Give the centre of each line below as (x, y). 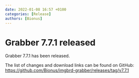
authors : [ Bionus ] (24, 18)
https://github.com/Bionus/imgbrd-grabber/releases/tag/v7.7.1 (67, 70)
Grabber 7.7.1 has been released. (38, 56)
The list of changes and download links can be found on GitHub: (69, 65)
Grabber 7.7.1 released (50, 42)
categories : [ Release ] (28, 14)
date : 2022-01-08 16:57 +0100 (36, 9)
